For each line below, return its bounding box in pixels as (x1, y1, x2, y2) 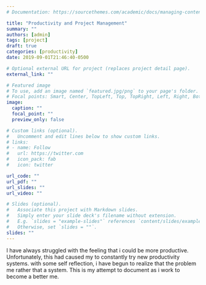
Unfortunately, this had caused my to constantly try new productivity (6, 253, 180, 260)
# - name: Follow (6, 145, 51, 151)
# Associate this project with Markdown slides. (6, 207, 139, 213)
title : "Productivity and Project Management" (6, 20, 128, 26)
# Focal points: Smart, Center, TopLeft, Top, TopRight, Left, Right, (6, 93, 191, 100)
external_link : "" (6, 71, 53, 77)
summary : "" (6, 26, 37, 32)
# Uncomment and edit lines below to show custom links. (6, 133, 161, 139)
